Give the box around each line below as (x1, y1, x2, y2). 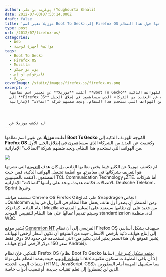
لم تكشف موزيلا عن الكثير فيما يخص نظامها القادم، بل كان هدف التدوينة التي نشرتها (5, 164, 158, 169)
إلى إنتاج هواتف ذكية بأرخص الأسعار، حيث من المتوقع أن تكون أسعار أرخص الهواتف (5, 230, 157, 236)
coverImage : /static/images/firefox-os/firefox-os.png (5, 80, 121, 85)
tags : (5, 48, 16, 53)
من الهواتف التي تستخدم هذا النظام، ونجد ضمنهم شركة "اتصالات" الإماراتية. (5, 145, 143, 151)
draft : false (5, 16, 32, 21)
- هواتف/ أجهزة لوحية (9, 44, 54, 49)
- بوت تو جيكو (9, 67, 39, 72)
